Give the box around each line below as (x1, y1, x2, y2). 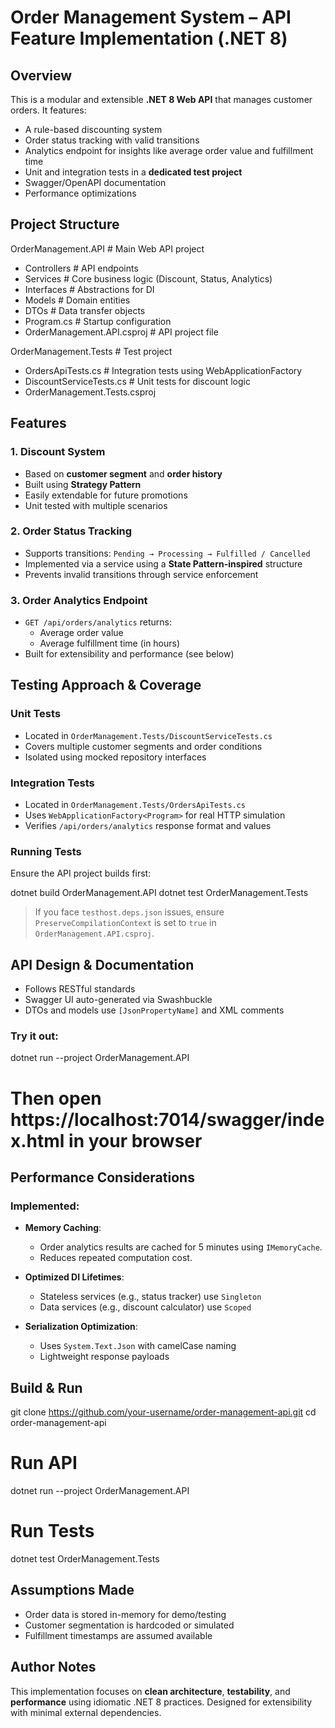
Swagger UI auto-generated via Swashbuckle (24, 994, 213, 1006)
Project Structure (10, 216, 120, 233)
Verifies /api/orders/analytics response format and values (24, 820, 272, 832)
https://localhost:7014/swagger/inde (10, 1108, 325, 1131)
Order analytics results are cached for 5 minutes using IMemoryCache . (39, 1241, 323, 1253)
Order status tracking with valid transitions (24, 134, 200, 146)
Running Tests (10, 845, 82, 858)
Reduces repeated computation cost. (39, 1252, 193, 1264)
